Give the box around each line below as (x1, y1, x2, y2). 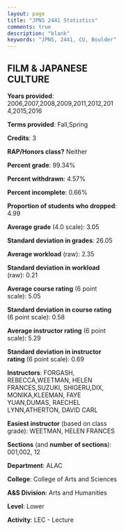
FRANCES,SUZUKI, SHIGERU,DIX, (7, 383, 104, 392)
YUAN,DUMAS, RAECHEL (7, 398, 81, 406)
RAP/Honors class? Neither (7, 147, 88, 156)
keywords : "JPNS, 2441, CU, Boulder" (7, 36, 117, 43)
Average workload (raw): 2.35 (7, 249, 95, 258)
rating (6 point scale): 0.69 (7, 354, 85, 363)
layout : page (7, 10, 45, 18)
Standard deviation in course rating (7, 305, 112, 314)
